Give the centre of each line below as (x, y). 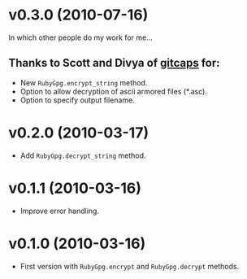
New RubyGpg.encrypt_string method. (84, 82)
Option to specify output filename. (78, 100)
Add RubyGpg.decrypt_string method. (83, 155)
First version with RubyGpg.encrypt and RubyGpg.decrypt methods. (130, 266)
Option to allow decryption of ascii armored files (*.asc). (113, 91)
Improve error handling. (60, 211)
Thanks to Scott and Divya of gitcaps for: (114, 63)
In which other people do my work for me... (80, 37)
